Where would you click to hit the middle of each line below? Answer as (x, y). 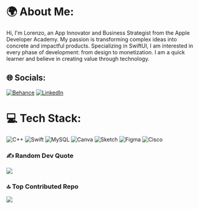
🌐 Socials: (26, 78)
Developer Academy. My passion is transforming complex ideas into (92, 39)
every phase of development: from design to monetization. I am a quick (96, 52)
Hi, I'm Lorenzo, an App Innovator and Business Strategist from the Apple (98, 33)
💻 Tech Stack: (44, 118)
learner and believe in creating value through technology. (78, 58)
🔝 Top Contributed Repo (43, 186)
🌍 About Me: (40, 12)
